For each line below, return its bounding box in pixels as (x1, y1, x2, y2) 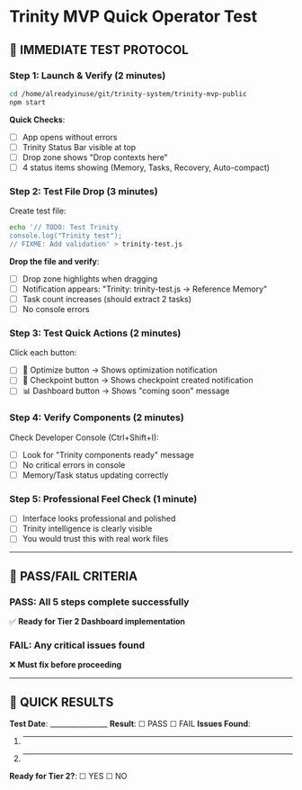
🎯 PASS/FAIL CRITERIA (9, 569, 138, 584)
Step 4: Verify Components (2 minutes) (9, 411, 184, 424)
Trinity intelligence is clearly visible (22, 524, 153, 534)
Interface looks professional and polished (22, 513, 176, 524)
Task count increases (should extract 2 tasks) (22, 293, 191, 304)
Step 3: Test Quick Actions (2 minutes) (9, 327, 182, 339)
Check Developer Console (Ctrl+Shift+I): (9, 432, 159, 443)
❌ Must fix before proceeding (9, 660, 122, 670)
